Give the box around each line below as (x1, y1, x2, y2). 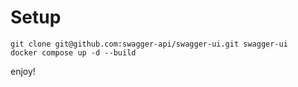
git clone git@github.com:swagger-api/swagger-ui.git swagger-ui (10, 39, 288, 49)
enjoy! (10, 65, 36, 77)
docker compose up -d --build (10, 47, 137, 58)
